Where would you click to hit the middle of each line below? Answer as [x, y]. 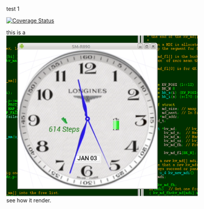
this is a [16, 32]
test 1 [13, 9]
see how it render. [29, 200]
